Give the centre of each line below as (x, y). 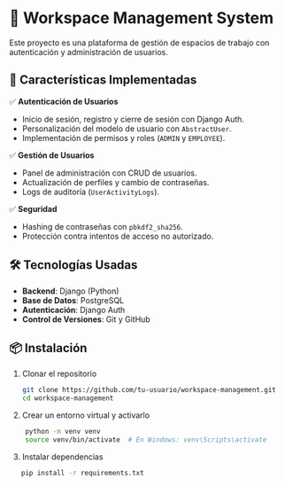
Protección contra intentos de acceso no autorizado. (118, 236)
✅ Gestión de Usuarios (52, 155)
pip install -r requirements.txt (82, 473)
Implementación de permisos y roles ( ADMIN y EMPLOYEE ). (123, 137)
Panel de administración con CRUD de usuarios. (109, 173)
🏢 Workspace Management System (142, 18)
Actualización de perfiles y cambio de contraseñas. (116, 182)
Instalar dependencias (62, 457)
